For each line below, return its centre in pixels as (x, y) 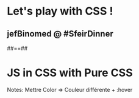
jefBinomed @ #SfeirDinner (60, 34)
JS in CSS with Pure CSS (70, 73)
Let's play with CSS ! (60, 11)
